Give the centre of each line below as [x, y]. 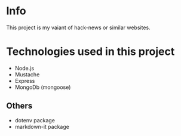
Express [25, 81]
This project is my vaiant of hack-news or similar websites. [78, 27]
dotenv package [35, 120]
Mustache [27, 74]
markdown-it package [42, 126]
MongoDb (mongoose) [43, 87]
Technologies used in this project [90, 52]
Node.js [24, 68]
